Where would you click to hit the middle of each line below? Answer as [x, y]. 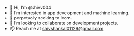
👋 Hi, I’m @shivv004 [31, 8]
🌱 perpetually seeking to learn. [41, 18]
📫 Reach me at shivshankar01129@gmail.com [57, 28]
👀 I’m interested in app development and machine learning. [69, 13]
